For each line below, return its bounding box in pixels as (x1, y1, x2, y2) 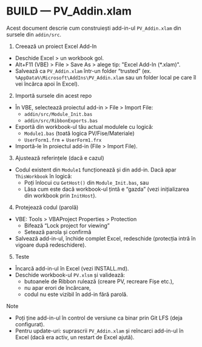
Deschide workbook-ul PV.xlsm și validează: (15, 271, 126, 278)
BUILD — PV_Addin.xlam (6, 4, 132, 18)
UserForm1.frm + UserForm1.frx (24, 136, 102, 143)
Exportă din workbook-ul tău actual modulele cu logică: (15, 123, 153, 130)
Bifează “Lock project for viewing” (24, 222, 110, 229)
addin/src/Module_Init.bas (24, 111, 93, 117)
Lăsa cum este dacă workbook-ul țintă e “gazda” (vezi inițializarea (24, 185, 189, 193)
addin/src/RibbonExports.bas (24, 117, 98, 124)
